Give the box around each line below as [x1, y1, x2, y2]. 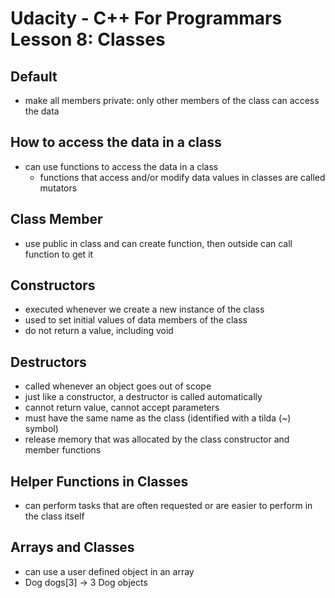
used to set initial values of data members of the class [24, 314, 248, 326]
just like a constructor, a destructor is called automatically [24, 391, 263, 403]
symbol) [24, 423, 59, 435]
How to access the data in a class [10, 134, 222, 151]
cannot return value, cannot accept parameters [24, 402, 220, 414]
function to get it [24, 248, 94, 260]
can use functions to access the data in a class [24, 160, 219, 172]
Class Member [10, 211, 103, 228]
